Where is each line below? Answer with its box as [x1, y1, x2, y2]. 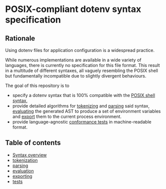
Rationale [5, 34, 35, 42]
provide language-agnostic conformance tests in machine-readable [12, 119, 152, 124]
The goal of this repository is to [5, 82, 70, 88]
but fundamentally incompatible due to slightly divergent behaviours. [5, 73, 147, 78]
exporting [12, 173, 32, 179]
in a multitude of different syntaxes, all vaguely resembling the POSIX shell [5, 67, 159, 73]
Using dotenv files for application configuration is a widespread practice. [5, 47, 155, 53]
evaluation [12, 167, 34, 173]
